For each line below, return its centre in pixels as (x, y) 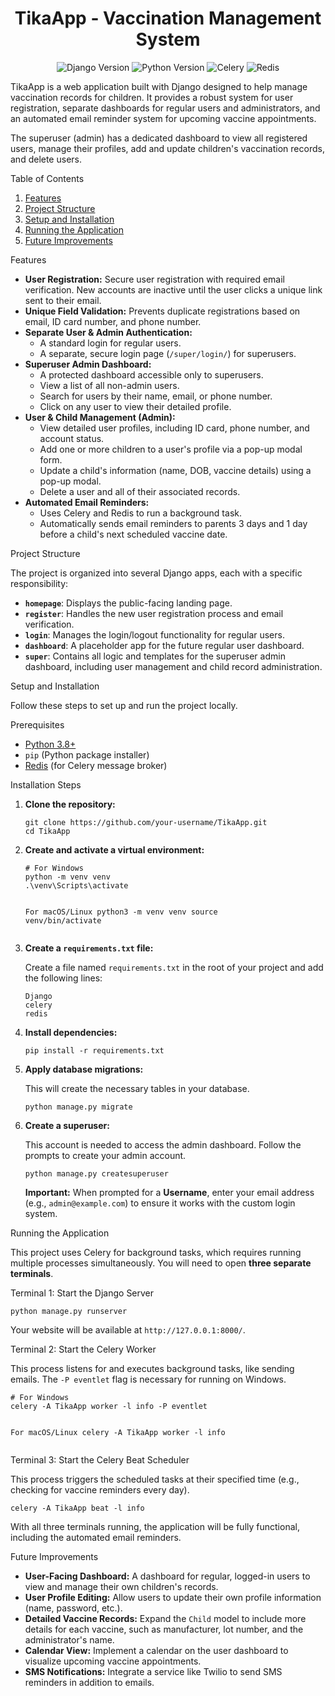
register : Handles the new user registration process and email (154, 613)
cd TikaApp (47, 831)
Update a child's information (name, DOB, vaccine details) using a (175, 470)
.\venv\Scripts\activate (76, 885)
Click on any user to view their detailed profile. (135, 406)
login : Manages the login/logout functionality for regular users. (154, 634)
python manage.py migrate (78, 1107)
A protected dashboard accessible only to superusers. (151, 374)
